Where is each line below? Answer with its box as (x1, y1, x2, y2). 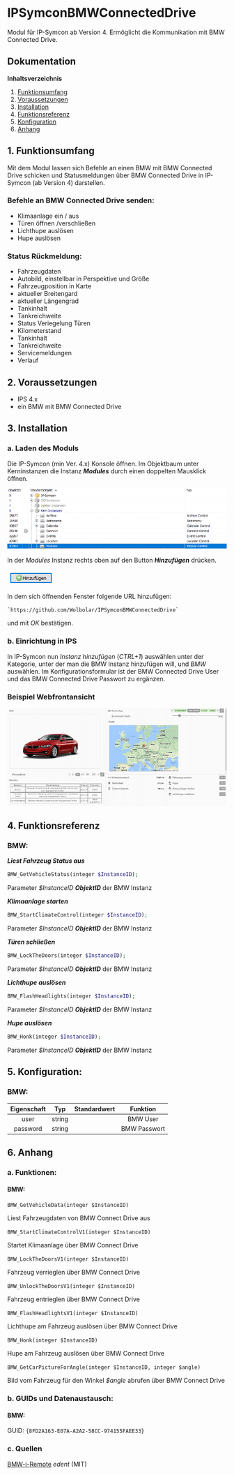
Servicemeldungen (17, 349, 72, 357)
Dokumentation (7, 56, 77, 68)
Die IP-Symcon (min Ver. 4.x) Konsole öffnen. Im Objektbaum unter (7, 459, 199, 468)
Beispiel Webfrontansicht (7, 692, 95, 702)
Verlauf (17, 356, 39, 364)
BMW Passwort (120, 1125, 166, 1133)
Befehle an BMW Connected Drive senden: (7, 195, 155, 205)
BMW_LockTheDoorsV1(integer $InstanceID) (7, 1256, 130, 1263)
